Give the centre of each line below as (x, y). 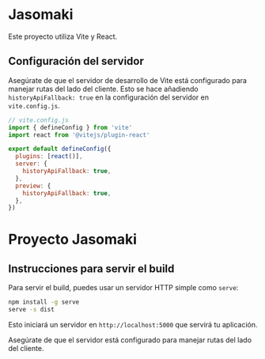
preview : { (33, 186)
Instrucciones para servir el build (91, 268)
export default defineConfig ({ (60, 149)
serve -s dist (32, 310)
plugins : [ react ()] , (49, 157)
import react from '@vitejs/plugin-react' (79, 135)
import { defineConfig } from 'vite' (70, 127)
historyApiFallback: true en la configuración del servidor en (109, 97)
